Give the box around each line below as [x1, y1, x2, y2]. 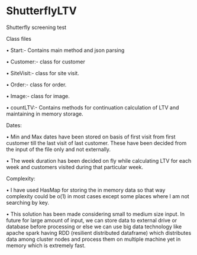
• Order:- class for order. [6, 81, 67, 88]
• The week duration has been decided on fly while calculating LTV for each [6, 157, 192, 164]
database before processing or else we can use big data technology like [6, 223, 182, 230]
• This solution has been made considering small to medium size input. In [6, 210, 185, 217]
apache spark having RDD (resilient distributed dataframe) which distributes [6, 229, 192, 236]
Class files [6, 35, 31, 42]
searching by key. [6, 199, 49, 206]
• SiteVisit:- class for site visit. [6, 69, 80, 76]
